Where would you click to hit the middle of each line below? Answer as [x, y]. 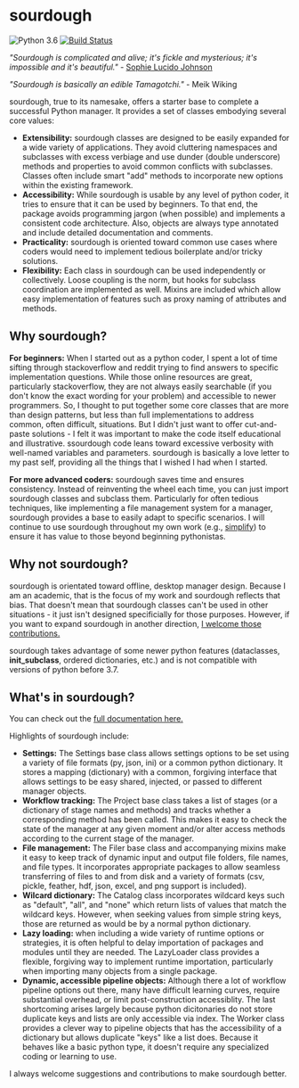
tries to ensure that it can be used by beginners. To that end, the [140, 204]
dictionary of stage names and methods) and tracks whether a [137, 810]
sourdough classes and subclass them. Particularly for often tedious [134, 498]
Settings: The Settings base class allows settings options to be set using [155, 754]
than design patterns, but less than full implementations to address [132, 415]
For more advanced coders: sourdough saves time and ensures [127, 479]
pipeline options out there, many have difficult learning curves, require [151, 990]
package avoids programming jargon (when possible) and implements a [154, 213]
